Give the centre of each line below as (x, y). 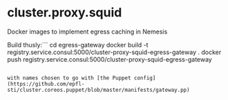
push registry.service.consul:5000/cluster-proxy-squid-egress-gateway (110, 59)
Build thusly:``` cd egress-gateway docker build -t (78, 45)
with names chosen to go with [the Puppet (69, 78)
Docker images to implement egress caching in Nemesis (87, 32)
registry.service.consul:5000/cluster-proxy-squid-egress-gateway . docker (114, 52)
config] (145, 78)
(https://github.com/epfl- (46, 84)
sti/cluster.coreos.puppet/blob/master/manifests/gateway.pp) (98, 90)
